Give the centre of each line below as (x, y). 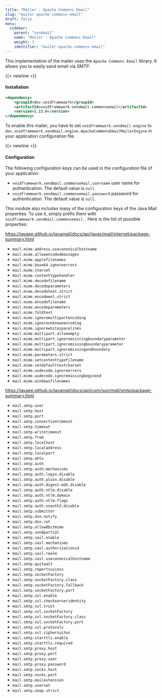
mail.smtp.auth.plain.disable (44, 480)
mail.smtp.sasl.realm (34, 554)
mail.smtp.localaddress (37, 448)
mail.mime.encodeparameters (41, 308)
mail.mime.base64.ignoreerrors (45, 265)
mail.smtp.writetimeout (37, 432)
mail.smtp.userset (31, 686)
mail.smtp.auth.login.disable (44, 474)
